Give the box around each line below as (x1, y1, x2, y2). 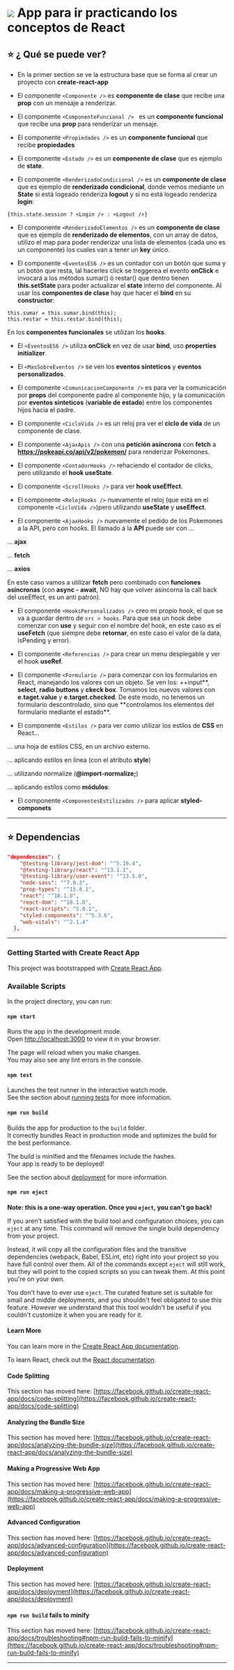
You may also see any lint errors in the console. (7, 1056, 143, 1064)
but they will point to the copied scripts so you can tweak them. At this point (7, 1267, 225, 1275)
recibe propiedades (17, 141, 75, 149)
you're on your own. (7, 1275, 65, 1283)
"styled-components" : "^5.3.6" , (19, 911, 114, 919)
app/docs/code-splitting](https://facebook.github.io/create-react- (7, 1395, 196, 1403)
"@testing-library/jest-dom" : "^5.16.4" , (19, 860, 141, 867)
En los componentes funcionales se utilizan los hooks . (7, 328, 166, 336)
